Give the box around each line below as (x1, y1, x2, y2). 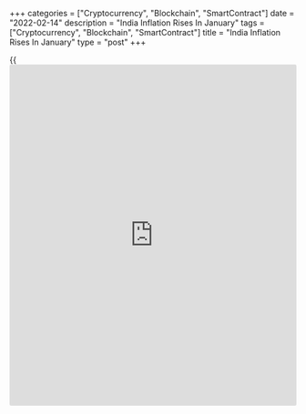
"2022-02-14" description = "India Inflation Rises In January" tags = (9, 17, 266, 28)
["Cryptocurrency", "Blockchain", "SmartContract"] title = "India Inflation (9, 27, 280, 37)
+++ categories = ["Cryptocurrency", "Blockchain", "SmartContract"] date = (9, 8, 295, 18)
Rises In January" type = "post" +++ (9, 36, 147, 47)
